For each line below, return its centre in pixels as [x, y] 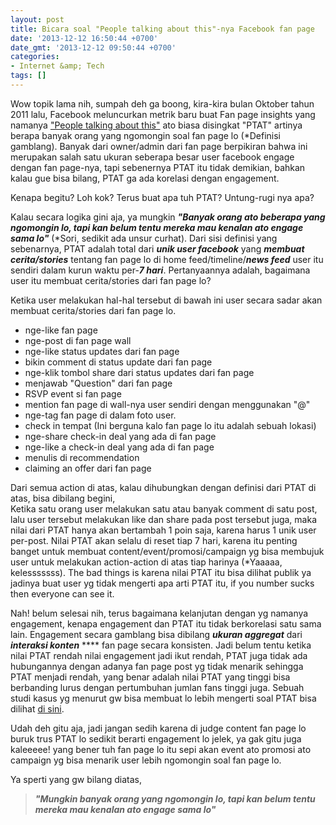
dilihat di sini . [37, 708]
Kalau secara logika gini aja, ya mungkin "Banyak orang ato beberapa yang [168, 217]
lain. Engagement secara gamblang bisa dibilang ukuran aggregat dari [156, 634]
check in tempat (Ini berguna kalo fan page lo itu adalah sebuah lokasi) [170, 425]
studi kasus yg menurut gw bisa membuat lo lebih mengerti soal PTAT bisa [163, 698]
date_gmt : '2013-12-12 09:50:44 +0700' [93, 47]
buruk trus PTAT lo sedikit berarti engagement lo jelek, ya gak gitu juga [156, 738]
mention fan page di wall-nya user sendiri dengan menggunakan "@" [167, 404]
